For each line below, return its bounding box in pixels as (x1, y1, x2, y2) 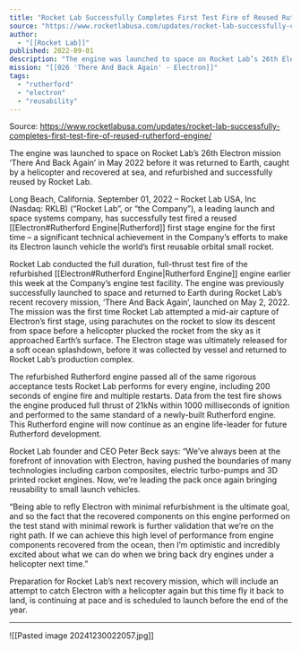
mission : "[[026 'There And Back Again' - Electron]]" (9, 64, 219, 73)
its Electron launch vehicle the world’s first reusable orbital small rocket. (9, 241, 275, 252)
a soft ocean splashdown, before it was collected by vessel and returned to (9, 344, 288, 355)
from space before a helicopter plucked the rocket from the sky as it (9, 325, 262, 336)
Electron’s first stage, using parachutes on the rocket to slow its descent (9, 316, 276, 327)
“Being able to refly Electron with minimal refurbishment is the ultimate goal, (9, 501, 290, 512)
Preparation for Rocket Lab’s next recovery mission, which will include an (9, 576, 279, 587)
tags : (9, 72, 30, 81)
